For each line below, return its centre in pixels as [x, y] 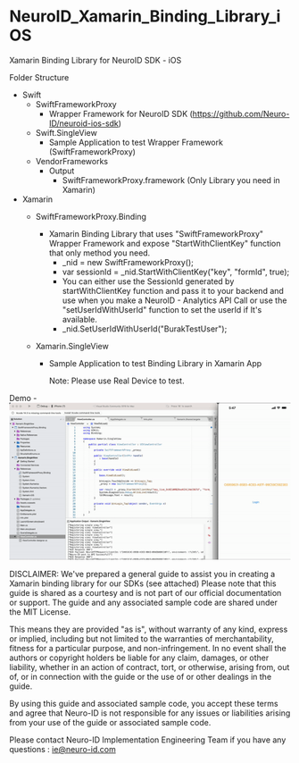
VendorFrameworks [72, 161]
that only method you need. [100, 253]
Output [62, 171]
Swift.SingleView [66, 132]
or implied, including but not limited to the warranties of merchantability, [141, 639]
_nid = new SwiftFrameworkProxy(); [128, 262]
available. [80, 319]
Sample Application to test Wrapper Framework [136, 142]
